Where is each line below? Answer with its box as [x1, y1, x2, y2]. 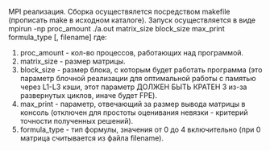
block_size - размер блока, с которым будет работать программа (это [19, 65, 263, 75]
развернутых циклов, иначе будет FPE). [19, 91, 158, 100]
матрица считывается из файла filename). [19, 133, 164, 143]
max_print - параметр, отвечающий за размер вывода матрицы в [19, 100, 246, 108]
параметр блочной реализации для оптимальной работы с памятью [19, 74, 256, 83]
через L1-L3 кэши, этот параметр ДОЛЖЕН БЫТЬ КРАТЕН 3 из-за [19, 82, 247, 92]
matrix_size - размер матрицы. [19, 56, 126, 66]
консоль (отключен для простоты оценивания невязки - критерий [19, 108, 248, 117]
